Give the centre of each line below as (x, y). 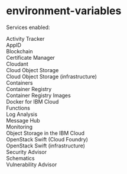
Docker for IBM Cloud (32, 101)
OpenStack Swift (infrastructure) (46, 146)
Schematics (20, 158)
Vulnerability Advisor (32, 165)
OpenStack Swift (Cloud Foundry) (47, 139)
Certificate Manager (30, 57)
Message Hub (23, 120)
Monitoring (19, 127)
